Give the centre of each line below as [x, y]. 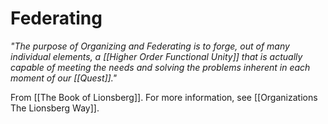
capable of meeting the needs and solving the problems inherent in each [160, 67]
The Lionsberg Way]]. [55, 108]
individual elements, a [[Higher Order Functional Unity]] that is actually [156, 56]
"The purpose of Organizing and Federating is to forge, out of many [150, 46]
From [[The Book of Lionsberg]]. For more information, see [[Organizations [164, 97]
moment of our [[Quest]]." [64, 78]
